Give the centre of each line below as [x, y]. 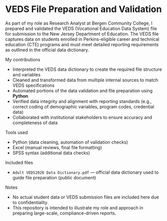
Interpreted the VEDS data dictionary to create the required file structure [87, 69]
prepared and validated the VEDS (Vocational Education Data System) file [81, 28]
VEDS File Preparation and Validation [83, 9]
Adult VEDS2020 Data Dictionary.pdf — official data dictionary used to [86, 172]
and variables [27, 74]
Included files [19, 162]
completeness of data [35, 123]
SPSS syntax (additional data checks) [51, 153]
